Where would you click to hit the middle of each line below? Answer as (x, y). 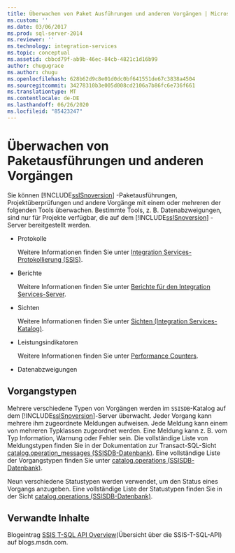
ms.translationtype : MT (42, 92)
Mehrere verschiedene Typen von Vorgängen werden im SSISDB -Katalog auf (116, 408)
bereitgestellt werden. (59, 225)
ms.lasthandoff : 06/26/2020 (48, 105)
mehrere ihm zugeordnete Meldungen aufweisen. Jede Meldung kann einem (117, 423)
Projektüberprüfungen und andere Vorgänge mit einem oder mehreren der (114, 202)
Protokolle (32, 238)
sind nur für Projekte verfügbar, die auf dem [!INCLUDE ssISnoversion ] (108, 217)
